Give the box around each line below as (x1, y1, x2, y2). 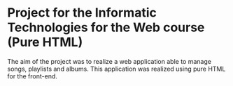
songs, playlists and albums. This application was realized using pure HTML (7, 64, 226, 73)
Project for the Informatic (7, 5, 157, 21)
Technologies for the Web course (7, 19, 205, 35)
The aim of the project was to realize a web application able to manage (7, 57, 212, 65)
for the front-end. (7, 71, 58, 80)
